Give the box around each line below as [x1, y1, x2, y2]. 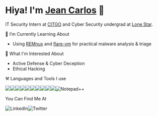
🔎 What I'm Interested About [5, 50, 64, 56]
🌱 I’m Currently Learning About [5, 31, 69, 37]
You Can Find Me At [5, 95, 47, 101]
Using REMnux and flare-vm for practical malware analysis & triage [12, 40, 152, 47]
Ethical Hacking [12, 66, 45, 72]
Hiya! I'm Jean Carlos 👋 [5, 5, 105, 16]
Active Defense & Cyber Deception [12, 60, 85, 66]
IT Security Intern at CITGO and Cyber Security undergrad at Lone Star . [5, 21, 153, 27]
